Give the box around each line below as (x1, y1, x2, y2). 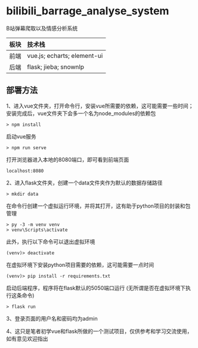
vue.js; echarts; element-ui (27, 51, 103, 60)
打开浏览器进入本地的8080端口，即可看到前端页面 (6, 156, 129, 163)
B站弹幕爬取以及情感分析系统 (6, 24, 78, 32)
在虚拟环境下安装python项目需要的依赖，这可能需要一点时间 (6, 261, 154, 268)
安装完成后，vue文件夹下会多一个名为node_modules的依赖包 (6, 109, 156, 117)
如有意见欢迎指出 (6, 335, 48, 342)
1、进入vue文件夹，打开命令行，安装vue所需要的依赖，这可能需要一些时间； (6, 102, 194, 109)
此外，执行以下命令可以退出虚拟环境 (6, 238, 95, 245)
